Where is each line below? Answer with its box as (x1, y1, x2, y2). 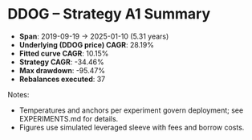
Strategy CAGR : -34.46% (18, 57, 105, 67)
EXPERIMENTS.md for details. (18, 113, 119, 123)
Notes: (7, 89, 30, 99)
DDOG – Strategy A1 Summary (7, 5, 211, 23)
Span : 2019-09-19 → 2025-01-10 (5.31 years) (18, 31, 169, 41)
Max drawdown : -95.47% (18, 65, 106, 75)
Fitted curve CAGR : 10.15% (18, 48, 109, 58)
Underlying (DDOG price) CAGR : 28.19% (18, 39, 154, 49)
